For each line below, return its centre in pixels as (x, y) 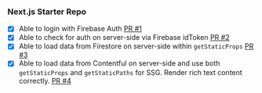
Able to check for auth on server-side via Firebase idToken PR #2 (124, 38)
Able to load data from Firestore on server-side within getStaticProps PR (136, 46)
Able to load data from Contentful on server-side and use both (119, 63)
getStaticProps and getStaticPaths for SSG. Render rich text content (130, 72)
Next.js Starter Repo (47, 12)
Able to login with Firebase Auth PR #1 (80, 29)
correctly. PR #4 (45, 80)
